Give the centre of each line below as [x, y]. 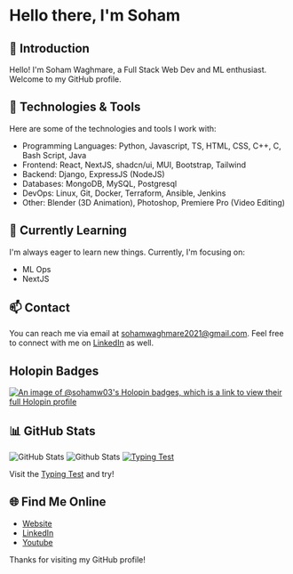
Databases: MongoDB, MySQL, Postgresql [99, 183]
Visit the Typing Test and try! [62, 474]
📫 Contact [40, 308]
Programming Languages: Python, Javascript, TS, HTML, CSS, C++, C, [151, 146]
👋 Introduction [50, 49]
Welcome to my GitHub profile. [65, 79]
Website [37, 523]
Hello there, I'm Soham [95, 16]
